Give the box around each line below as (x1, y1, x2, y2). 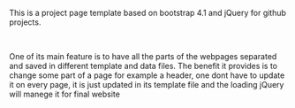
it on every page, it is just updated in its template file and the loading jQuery (9, 80, 284, 89)
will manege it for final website (9, 89, 121, 99)
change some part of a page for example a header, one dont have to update (9, 70, 285, 81)
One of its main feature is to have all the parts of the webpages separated (9, 51, 277, 61)
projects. (9, 17, 42, 27)
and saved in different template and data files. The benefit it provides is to (9, 61, 278, 71)
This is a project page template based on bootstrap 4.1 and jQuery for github (9, 8, 287, 18)
